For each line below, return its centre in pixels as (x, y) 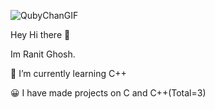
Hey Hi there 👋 (40, 34)
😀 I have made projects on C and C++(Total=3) (108, 93)
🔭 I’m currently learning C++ (68, 73)
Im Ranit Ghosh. (43, 54)
